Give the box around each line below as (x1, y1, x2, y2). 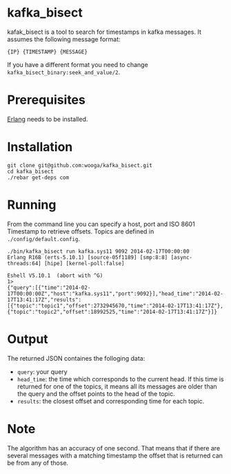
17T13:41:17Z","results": (7, 296, 81, 303)
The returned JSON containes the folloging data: (7, 354, 145, 362)
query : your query (17, 368, 68, 376)
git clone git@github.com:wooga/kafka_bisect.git (7, 162, 153, 169)
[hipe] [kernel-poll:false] (43, 260, 125, 267)
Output (7, 331, 48, 347)
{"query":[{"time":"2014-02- (7, 284, 91, 291)
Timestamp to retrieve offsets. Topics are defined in (7, 227, 154, 236)
